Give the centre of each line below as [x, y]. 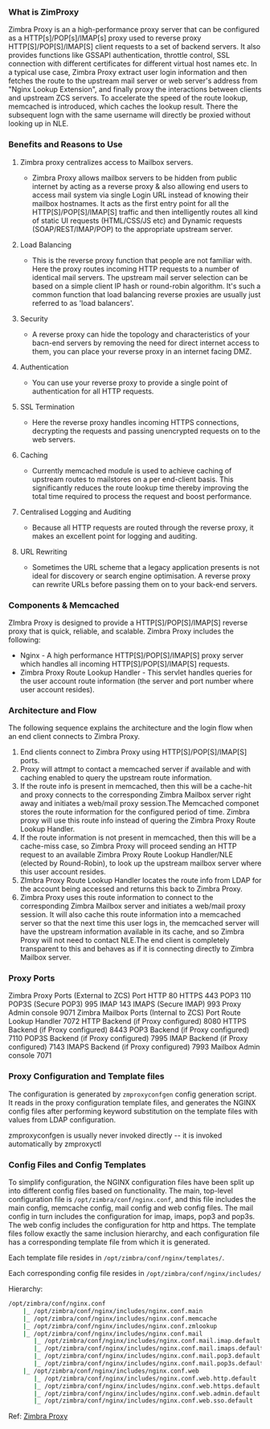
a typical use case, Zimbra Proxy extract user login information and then [128, 72]
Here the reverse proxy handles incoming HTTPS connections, [135, 422]
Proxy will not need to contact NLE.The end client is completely [125, 940]
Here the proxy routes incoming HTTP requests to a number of [135, 269]
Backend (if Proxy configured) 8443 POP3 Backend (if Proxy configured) [129, 1030]
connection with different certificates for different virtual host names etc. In [133, 64]
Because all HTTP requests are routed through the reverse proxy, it [143, 527]
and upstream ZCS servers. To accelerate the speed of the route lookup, [128, 98]
